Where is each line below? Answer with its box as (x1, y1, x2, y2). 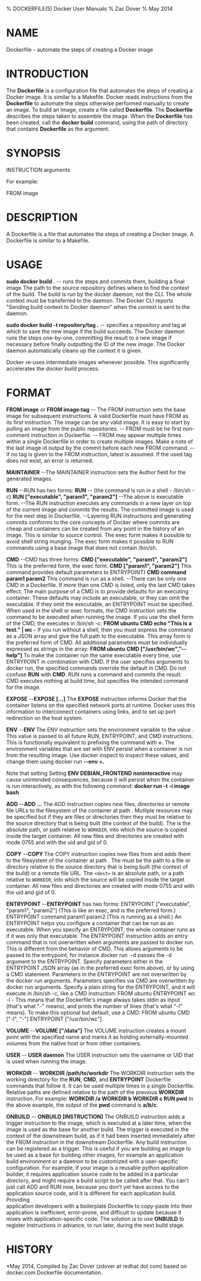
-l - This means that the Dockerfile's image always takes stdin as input (6, 996, 180, 1003)
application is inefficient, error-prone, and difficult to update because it (6, 1208, 182, 1216)
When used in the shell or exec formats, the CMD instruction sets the (6, 607, 177, 614)
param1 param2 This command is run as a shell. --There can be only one (6, 575, 187, 582)
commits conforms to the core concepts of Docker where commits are (6, 518, 180, 525)
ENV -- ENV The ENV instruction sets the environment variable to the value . (6, 726, 194, 733)
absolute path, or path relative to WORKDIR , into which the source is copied (6, 826, 187, 833)
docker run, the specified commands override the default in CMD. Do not (6, 664, 187, 671)
